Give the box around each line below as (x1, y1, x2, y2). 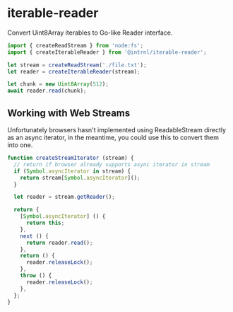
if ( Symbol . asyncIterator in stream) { (13, 168, 131, 175)
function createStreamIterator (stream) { (7, 154, 134, 161)
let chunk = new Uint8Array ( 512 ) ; (7, 81, 109, 88)
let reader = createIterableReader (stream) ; (7, 68, 141, 75)
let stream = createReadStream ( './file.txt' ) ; (7, 62, 147, 69)
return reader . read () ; (25, 239, 93, 246)
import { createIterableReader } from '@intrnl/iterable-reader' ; (7, 48, 207, 56)
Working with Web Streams (7, 107, 131, 119)
